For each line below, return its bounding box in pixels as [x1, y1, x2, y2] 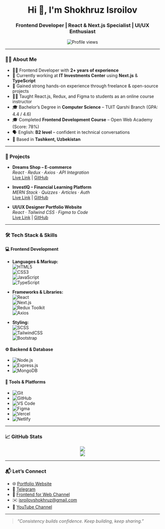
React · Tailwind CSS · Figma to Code [12, 210, 88, 215]
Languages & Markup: [12, 259, 58, 264]
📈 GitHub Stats [5, 433, 43, 440]
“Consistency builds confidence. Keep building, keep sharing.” [17, 518, 144, 524]
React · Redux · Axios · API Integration [12, 169, 89, 176]
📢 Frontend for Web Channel [12, 492, 70, 498]
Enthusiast [69, 28, 96, 35]
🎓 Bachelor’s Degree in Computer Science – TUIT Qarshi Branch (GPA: [12, 104, 158, 110]
